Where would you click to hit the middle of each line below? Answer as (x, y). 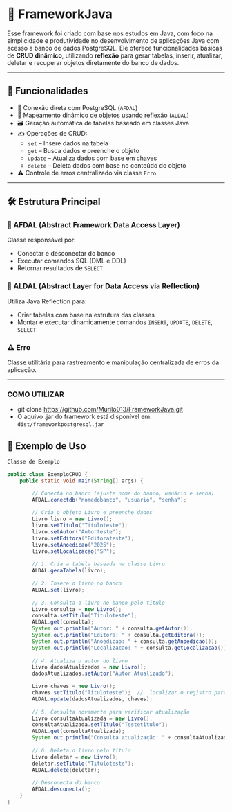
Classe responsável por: (41, 240)
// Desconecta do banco (66, 783)
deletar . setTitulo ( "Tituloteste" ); (83, 764)
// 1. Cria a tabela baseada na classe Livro (99, 564)
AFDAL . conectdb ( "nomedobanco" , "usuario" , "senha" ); (109, 500)
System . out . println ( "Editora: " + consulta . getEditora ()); (119, 635)
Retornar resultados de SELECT (60, 268)
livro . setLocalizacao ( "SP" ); (74, 551)
